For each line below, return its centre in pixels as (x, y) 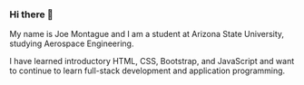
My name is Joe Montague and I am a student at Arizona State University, (147, 34)
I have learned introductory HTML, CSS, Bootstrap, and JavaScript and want (152, 61)
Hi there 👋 (32, 14)
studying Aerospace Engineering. (72, 43)
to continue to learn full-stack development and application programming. (147, 71)
